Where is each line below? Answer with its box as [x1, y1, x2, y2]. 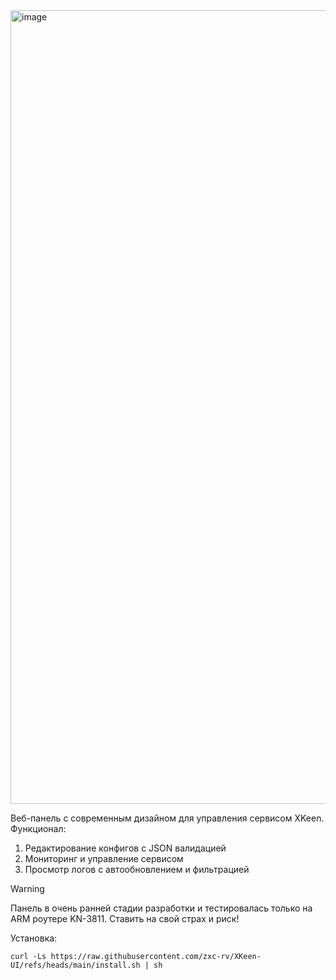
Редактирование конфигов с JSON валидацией [24, 842, 227, 854]
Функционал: [10, 823, 67, 834]
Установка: [10, 932, 58, 944]
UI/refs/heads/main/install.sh [10, 960, 141, 970]
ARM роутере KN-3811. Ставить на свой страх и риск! [10, 913, 240, 924]
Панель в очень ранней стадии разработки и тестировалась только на [10, 902, 313, 914]
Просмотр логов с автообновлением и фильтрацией [24, 864, 250, 875]
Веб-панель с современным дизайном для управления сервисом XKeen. [10, 812, 325, 824]
